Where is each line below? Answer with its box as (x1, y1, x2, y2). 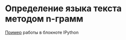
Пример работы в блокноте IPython (5, 29, 79, 35)
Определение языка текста (5, 3, 122, 14)
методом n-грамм (5, 13, 83, 24)
